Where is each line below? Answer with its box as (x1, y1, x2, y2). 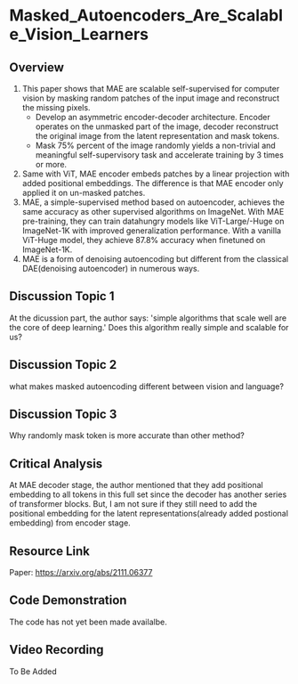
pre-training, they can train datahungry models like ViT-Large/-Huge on (21, 216, 285, 226)
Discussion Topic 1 (9, 289, 115, 304)
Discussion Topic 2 (9, 357, 117, 372)
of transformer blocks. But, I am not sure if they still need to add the (9, 499, 258, 509)
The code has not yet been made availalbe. (9, 616, 167, 627)
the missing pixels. (21, 102, 91, 112)
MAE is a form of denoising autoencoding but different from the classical (21, 254, 289, 264)
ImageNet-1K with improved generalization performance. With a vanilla (21, 225, 282, 236)
